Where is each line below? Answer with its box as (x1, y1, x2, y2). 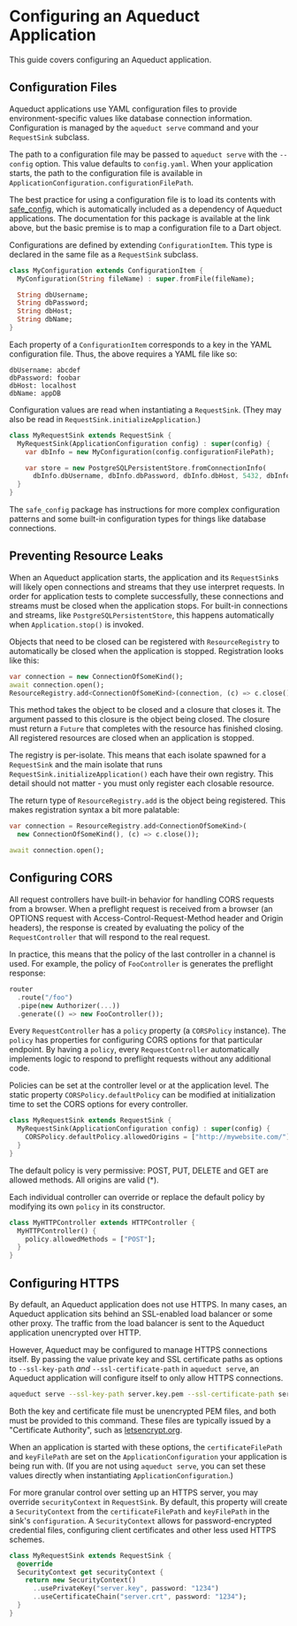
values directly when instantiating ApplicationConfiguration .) (9, 1469, 234, 1480)
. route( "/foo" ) (17, 993, 73, 1002)
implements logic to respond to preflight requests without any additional (9, 1053, 271, 1064)
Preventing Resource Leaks (9, 549, 164, 564)
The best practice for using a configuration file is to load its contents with (9, 194, 276, 204)
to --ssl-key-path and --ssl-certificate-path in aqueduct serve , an (9, 1363, 259, 1374)
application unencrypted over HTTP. (9, 1327, 141, 1337)
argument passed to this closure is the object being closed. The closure (9, 714, 270, 725)
